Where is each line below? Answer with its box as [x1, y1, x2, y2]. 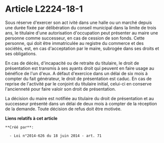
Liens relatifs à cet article [5, 115, 58, 121]
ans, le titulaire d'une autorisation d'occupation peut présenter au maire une [5, 30, 158, 36]
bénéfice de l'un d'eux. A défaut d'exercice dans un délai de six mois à [5, 70, 148, 76]
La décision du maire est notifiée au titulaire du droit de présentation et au [5, 95, 154, 101]
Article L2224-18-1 [5, 3, 83, 15]
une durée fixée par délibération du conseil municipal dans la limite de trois [5, 24, 157, 30]
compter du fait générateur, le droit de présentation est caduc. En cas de [5, 76, 152, 82]
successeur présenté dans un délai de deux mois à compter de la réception [5, 101, 158, 106]
